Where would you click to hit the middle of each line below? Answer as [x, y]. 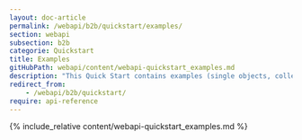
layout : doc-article [48, 17]
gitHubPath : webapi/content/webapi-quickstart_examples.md [122, 68]
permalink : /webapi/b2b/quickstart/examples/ [96, 26]
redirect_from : [38, 84]
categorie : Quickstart [52, 51]
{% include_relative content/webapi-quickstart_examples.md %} [129, 127]
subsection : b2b [40, 43]
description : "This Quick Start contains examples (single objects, [140, 76]
